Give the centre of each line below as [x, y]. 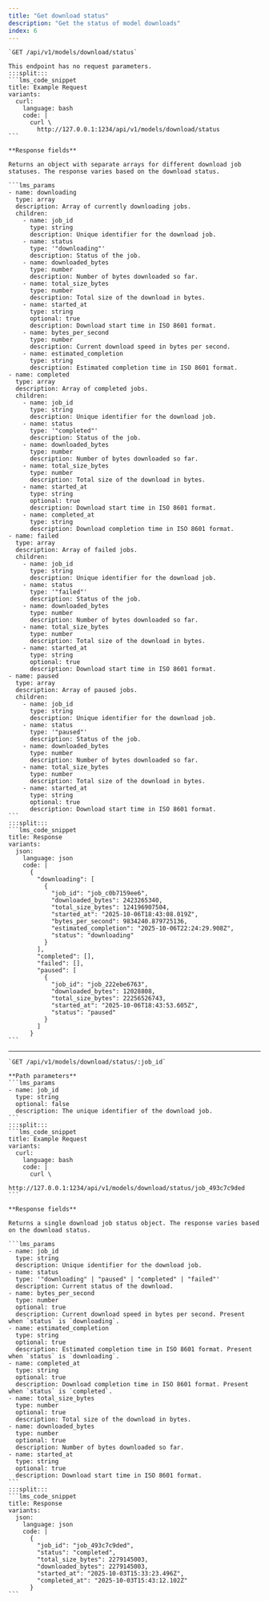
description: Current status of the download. [94, 1286]
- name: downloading [43, 193]
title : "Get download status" [59, 16]
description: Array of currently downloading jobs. [104, 207]
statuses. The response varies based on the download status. [114, 172]
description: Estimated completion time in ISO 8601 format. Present [134, 1350]
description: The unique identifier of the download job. [114, 1111]
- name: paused [34, 676]
